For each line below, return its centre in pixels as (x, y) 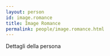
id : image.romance (29, 18)
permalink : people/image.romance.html (55, 29)
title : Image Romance (33, 23)
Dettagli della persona (33, 46)
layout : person (25, 12)
